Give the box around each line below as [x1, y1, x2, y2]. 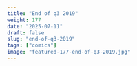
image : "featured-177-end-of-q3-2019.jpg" [7, 49, 131, 56]
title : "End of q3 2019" [7, 10, 78, 17]
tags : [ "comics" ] [7, 42, 57, 49]
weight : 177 [7, 16, 41, 23]
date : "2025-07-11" [7, 23, 63, 30]
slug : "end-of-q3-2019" [7, 36, 76, 43]
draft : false [7, 29, 45, 36]
